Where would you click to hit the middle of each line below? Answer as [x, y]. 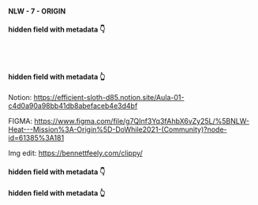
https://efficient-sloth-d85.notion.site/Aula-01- [109, 97]
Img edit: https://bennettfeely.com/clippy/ [76, 153]
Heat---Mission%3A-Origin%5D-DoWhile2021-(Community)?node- [118, 129]
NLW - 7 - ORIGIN [37, 11]
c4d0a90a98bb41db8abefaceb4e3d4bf [73, 106]
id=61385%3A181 [36, 138]
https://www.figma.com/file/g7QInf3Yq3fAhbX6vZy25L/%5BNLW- [142, 121]
